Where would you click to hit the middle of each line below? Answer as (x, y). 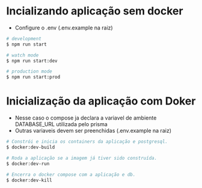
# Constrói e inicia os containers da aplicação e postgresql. (87, 142)
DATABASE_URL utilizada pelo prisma (61, 124)
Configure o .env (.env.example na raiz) (64, 28)
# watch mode (23, 55)
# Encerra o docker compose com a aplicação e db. (71, 174)
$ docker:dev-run (28, 163)
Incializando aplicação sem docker (95, 11)
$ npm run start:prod (33, 77)
